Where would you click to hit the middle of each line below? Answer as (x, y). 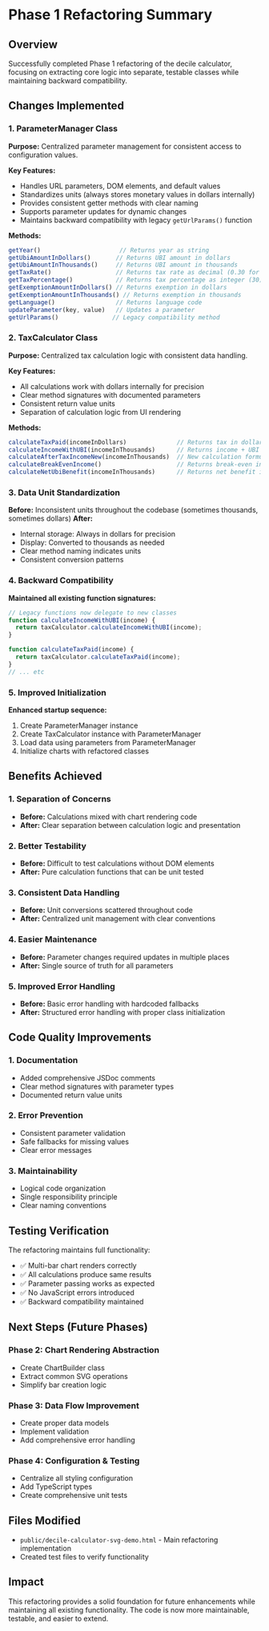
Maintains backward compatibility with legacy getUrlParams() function (136, 220)
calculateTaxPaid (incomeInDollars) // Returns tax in (123, 442)
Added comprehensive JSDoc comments (88, 1077)
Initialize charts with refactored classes (84, 751)
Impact (26, 1582)
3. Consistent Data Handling (64, 892)
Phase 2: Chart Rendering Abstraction (84, 1350)
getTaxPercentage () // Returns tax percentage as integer (127, 280)
